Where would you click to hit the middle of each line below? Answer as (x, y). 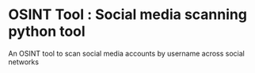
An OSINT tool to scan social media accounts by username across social (127, 53)
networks (24, 62)
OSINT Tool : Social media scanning (128, 15)
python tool (47, 31)
